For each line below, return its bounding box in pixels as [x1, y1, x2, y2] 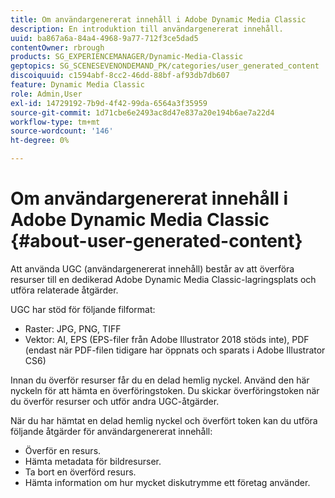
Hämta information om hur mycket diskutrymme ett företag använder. [24, 476, 311, 488]
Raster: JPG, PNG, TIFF [24, 322, 122, 335]
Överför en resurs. [24, 444, 102, 456]
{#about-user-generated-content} [10, 230, 303, 253]
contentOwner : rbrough [10, 42, 105, 53]
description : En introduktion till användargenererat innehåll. [10, 24, 284, 34]
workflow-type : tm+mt [10, 117, 101, 127]
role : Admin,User [10, 89, 83, 99]
